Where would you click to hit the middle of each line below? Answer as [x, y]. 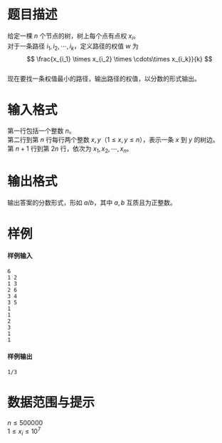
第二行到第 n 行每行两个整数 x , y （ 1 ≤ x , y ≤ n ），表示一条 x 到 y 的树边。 [113, 140]
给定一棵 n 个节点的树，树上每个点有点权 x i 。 [74, 36]
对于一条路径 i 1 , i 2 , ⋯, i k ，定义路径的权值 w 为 [73, 47]
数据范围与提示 [51, 402]
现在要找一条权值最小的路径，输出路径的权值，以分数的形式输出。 [104, 78]
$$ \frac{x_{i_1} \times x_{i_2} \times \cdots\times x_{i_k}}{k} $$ [120, 58]
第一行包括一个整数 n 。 [42, 131]
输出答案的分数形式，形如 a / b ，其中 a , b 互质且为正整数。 [92, 203]
